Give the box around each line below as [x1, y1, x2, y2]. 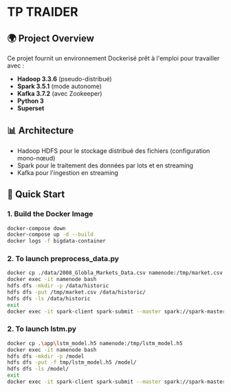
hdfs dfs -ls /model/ [7, 366, 69, 373]
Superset [16, 104, 45, 112]
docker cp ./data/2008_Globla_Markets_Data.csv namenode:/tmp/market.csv [7, 269, 223, 276]
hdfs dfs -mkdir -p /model [7, 353, 85, 360]
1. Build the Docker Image [7, 209, 93, 219]
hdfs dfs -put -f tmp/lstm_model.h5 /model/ [7, 359, 137, 366]
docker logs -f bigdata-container [7, 238, 107, 245]
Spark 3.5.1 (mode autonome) [16, 82, 102, 90]
